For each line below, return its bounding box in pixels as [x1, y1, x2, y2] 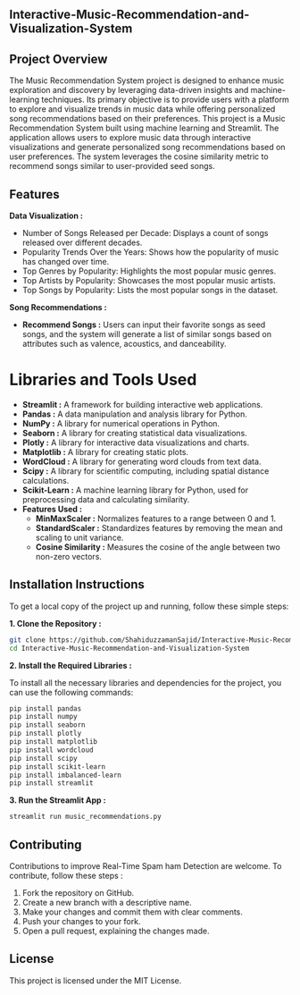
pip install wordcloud [9, 746, 94, 755]
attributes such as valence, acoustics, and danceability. [21, 339, 227, 350]
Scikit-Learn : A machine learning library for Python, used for [21, 485, 249, 495]
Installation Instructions [9, 577, 146, 593]
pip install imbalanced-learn [9, 771, 122, 780]
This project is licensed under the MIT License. [9, 974, 182, 986]
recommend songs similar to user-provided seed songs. [9, 161, 216, 172]
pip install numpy [9, 713, 78, 721]
